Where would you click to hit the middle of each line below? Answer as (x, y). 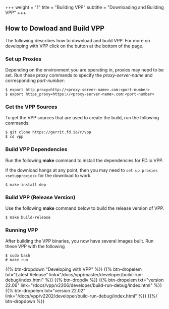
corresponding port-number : (35, 81)
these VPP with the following (35, 247)
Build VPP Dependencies (36, 149)
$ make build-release (28, 217)
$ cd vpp (14, 137)
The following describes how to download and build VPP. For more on (78, 40)
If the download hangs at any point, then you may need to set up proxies (81, 170)
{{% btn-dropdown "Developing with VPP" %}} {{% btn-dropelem (74, 269)
